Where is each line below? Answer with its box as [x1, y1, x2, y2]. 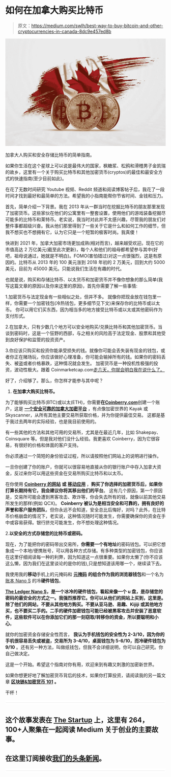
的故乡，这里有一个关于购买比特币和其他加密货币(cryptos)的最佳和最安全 [5, 169, 159, 175]
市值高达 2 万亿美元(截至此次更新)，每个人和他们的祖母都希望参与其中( [5, 247, 154, 253]
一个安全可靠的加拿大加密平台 [24, 406, 87, 412]
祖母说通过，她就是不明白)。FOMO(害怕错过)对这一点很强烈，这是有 [14, 253, 158, 259]
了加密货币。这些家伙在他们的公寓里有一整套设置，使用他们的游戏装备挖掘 [5, 210, 161, 216]
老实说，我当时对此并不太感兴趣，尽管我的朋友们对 [58, 216, 166, 223]
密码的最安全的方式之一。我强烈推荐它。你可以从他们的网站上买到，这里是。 [5, 595, 166, 601]
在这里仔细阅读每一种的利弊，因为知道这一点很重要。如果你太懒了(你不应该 [5, 554, 163, 560]
